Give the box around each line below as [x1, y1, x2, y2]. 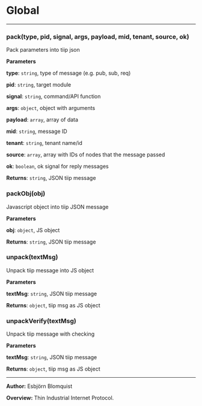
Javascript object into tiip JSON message [6, 203, 109, 211]
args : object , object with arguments [6, 105, 96, 112]
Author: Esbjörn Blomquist [6, 383, 73, 390]
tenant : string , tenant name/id [6, 140, 83, 147]
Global [6, 4, 40, 17]
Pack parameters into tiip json [6, 46, 80, 54]
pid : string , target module [6, 81, 72, 88]
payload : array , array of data [6, 116, 79, 123]
